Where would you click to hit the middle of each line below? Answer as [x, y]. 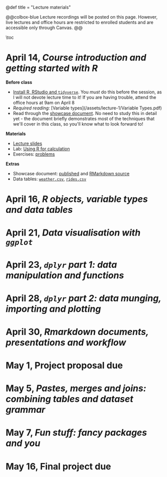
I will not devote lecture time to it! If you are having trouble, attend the [84, 97]
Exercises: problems [34, 154]
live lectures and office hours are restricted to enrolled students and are [80, 22]
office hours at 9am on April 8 [43, 102]
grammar [25, 410]
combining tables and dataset [69, 399]
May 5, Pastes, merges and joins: [76, 388]
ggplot [19, 243]
